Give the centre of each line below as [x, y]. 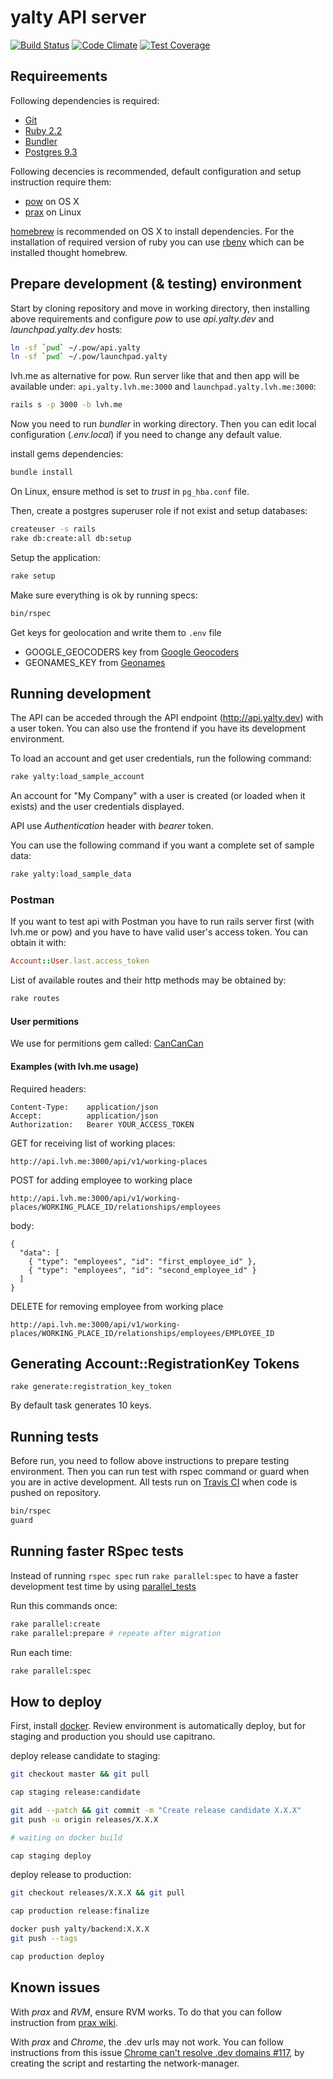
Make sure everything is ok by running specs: [104, 595]
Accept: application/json [84, 1116]
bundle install [42, 472]
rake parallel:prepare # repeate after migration [116, 1633]
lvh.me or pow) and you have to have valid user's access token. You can [159, 932]
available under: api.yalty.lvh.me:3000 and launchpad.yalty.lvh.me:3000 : [163, 387]
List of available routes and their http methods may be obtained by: [148, 980]
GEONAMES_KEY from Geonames [95, 662]
